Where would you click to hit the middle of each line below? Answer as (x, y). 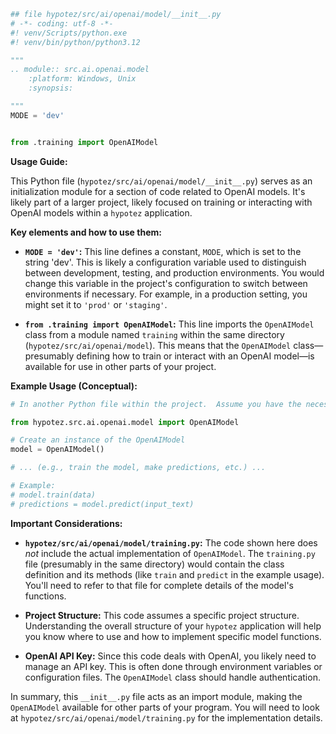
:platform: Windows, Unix (82, 79)
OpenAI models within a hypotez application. (101, 212)
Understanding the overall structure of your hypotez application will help (173, 626)
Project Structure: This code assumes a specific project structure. (162, 615)
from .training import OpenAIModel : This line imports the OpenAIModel (169, 324)
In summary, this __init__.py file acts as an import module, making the (156, 696)
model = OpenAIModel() (57, 450)
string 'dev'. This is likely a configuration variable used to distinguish (165, 262)
